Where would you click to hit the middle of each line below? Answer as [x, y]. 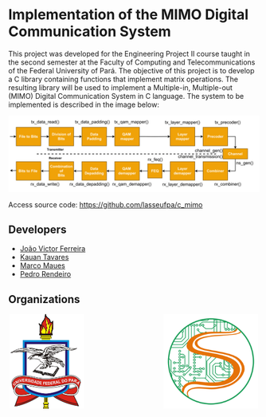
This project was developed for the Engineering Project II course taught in [129, 53]
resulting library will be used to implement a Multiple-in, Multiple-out [121, 87]
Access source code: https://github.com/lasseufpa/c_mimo [106, 204]
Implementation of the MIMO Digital [129, 15]
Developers [37, 229]
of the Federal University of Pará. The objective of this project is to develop [131, 70]
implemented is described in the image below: [84, 104]
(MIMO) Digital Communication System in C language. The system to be [126, 96]
